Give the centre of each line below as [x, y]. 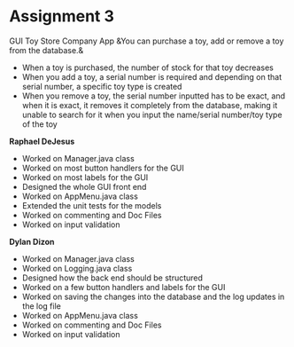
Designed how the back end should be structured [112, 278]
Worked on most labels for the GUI [85, 177]
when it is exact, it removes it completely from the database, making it [150, 105]
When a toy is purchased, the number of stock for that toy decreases [148, 67]
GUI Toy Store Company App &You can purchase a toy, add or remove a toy [147, 41]
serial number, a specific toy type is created [102, 86]
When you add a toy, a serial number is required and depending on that [151, 76]
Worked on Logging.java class [77, 268]
